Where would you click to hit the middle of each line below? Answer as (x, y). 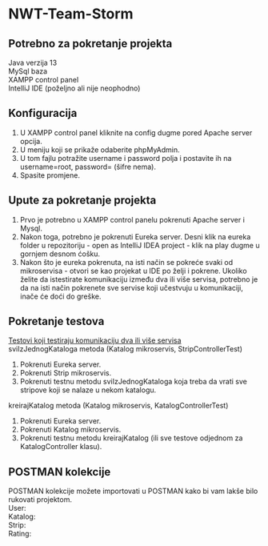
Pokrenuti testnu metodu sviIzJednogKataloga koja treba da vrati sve (134, 382)
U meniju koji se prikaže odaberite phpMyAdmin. (100, 150)
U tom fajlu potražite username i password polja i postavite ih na (126, 158)
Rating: (20, 534)
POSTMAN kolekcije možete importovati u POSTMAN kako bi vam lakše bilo (133, 491)
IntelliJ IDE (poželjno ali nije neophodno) (74, 88)
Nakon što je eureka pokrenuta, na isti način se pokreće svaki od (126, 262)
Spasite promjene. (50, 175)
